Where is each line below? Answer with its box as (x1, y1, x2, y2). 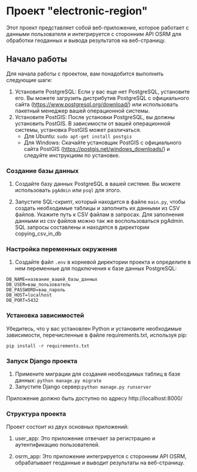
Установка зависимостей (6, 311, 84, 320)
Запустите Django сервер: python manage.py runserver (14, 383, 151, 390)
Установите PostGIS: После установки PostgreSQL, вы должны (14, 113, 175, 120)
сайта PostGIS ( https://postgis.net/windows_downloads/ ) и (23, 145, 171, 152)
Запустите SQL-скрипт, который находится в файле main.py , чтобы (14, 198, 186, 205)
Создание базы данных (6, 167, 79, 175)
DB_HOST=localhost (6, 292, 52, 298)
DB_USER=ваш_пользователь (6, 282, 71, 288)
